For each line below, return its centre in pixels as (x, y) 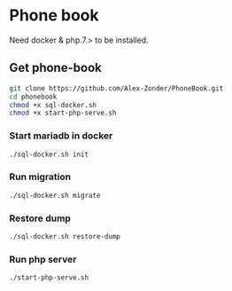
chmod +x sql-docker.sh (53, 105)
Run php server (43, 259)
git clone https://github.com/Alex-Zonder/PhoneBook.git (116, 88)
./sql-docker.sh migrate (55, 195)
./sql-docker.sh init (49, 154)
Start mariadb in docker (61, 136)
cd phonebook (33, 97)
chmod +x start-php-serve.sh (63, 113)
